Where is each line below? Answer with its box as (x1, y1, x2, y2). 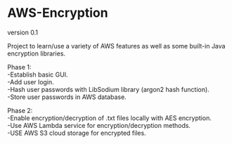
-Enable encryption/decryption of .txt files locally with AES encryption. (7, 114, 212, 122)
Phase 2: (7, 106, 33, 114)
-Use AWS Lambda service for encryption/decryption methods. (7, 121, 191, 129)
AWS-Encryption (7, 5, 108, 21)
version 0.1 (7, 28, 39, 37)
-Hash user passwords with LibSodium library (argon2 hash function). (7, 85, 210, 93)
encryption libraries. (7, 49, 65, 58)
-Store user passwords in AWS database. (7, 93, 127, 101)
